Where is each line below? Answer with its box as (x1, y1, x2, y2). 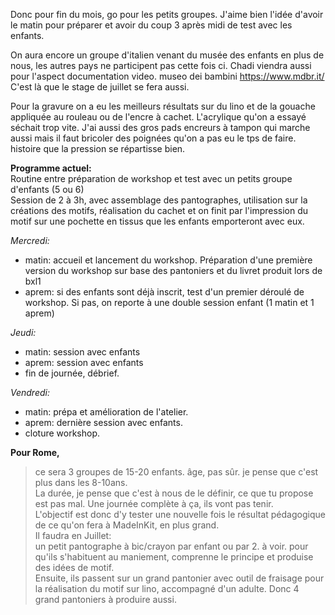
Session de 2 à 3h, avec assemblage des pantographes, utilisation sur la (10, 194, 308, 206)
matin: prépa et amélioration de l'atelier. (24, 406, 189, 418)
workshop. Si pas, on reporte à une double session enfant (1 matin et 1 (24, 297, 315, 308)
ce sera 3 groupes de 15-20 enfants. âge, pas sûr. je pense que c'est (34, 466, 319, 478)
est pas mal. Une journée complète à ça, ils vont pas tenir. (34, 498, 274, 509)
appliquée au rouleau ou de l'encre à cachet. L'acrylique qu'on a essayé (10, 111, 307, 123)
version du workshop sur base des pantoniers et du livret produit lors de (24, 265, 323, 276)
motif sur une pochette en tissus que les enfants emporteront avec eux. (10, 215, 305, 227)
